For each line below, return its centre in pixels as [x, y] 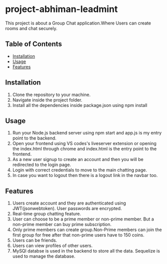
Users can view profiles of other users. [52, 245]
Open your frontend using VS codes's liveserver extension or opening [84, 143]
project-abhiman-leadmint [61, 9]
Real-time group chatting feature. [47, 214]
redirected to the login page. [42, 165]
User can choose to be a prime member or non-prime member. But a [83, 219]
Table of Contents [34, 44]
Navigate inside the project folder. [47, 100]
